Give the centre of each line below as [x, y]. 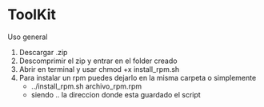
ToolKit [32, 15]
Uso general [28, 37]
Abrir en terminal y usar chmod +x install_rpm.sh [99, 69]
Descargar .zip [43, 52]
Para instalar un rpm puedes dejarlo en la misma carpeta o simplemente [138, 77]
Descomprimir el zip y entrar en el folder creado [98, 61]
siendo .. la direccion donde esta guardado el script [116, 94]
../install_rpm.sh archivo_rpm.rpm [86, 86]
